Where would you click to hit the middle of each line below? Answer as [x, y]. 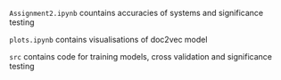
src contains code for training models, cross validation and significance [140, 56]
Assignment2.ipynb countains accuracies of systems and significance [136, 13]
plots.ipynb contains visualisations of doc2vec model [108, 40]
